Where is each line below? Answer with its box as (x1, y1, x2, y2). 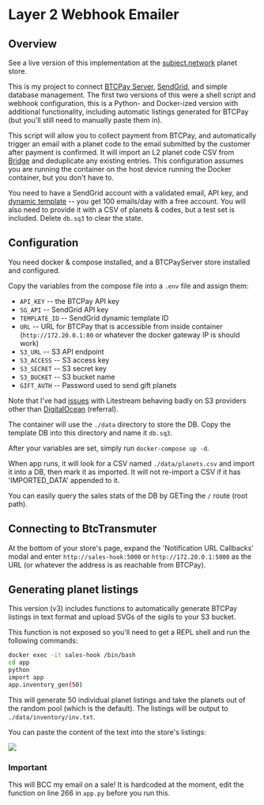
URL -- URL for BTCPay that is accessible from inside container (19, 321, 223, 331)
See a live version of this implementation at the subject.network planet (8, 58, 238, 67)
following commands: (8, 636, 78, 646)
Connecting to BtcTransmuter (8, 522, 157, 536)
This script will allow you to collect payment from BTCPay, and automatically (8, 131, 257, 140)
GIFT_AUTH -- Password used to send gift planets (19, 380, 177, 389)
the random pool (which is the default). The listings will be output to (8, 703, 228, 713)
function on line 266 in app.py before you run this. (8, 788, 171, 798)
